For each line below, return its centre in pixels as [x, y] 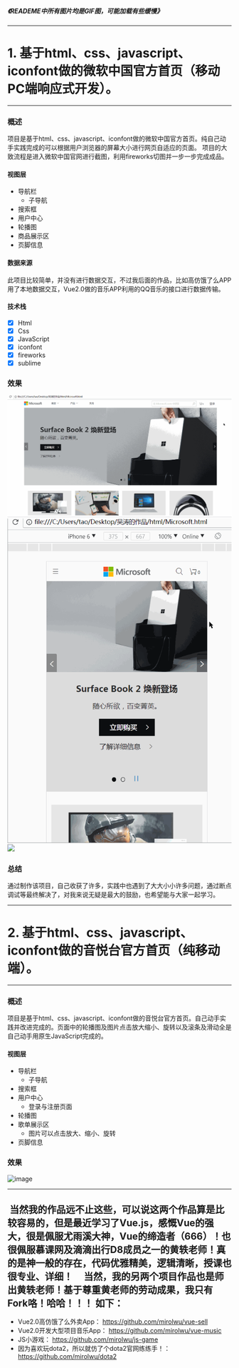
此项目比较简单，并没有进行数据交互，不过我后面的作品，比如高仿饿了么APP [119, 280]
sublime [29, 363]
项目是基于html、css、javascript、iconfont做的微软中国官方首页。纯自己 [114, 139]
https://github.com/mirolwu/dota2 [67, 1357]
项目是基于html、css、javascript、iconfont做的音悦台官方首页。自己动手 [114, 1018]
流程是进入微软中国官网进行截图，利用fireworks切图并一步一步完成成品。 [121, 156]
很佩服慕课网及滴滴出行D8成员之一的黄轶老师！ [112, 1250]
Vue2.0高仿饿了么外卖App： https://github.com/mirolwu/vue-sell [113, 1322]
